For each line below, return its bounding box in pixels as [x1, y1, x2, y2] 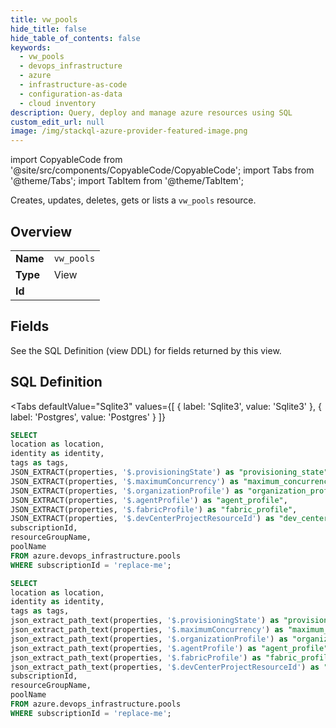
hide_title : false [10, 24, 87, 34]
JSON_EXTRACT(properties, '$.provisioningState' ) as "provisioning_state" [10, 467, 329, 478]
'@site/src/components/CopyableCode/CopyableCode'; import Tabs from [10, 164, 315, 176]
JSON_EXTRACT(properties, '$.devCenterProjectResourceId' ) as [10, 514, 275, 524]
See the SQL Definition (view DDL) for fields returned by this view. [10, 344, 282, 356]
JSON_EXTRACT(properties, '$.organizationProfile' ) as [10, 486, 244, 496]
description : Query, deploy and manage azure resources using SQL [10, 107, 293, 118]
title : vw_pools [10, 14, 78, 25]
